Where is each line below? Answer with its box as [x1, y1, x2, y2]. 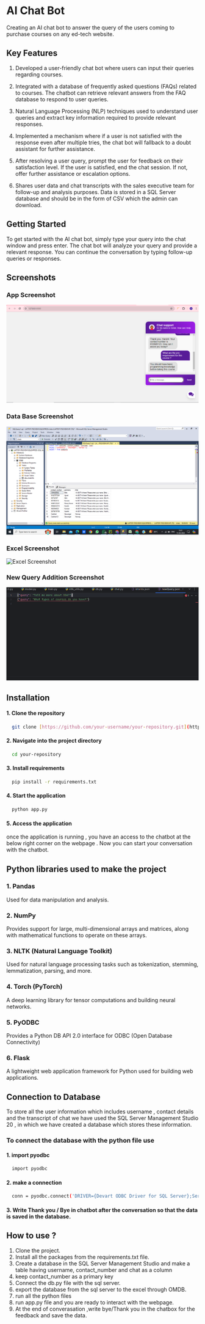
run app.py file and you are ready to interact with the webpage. [15, 1298, 174, 1306]
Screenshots [6, 272, 56, 283]
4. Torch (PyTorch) [6, 983, 63, 991]
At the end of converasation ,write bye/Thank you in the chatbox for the [15, 1305, 195, 1312]
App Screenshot [6, 291, 56, 299]
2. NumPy [6, 911, 37, 920]
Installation [6, 693, 50, 703]
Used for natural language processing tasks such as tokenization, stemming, [6, 961, 199, 968]
